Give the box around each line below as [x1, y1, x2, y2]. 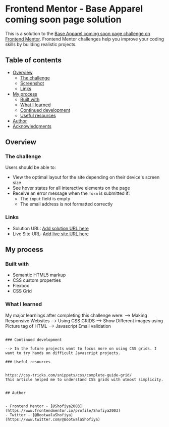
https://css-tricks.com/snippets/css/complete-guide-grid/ [5, 372, 132, 377]
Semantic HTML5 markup [12, 272, 66, 278]
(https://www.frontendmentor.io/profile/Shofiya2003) [5, 408, 121, 413]
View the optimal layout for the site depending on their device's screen [12, 174, 160, 180]
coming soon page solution [5, 14, 122, 25]
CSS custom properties [12, 277, 62, 283]
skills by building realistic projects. [5, 41, 77, 47]
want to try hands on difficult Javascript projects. [5, 350, 121, 356]
